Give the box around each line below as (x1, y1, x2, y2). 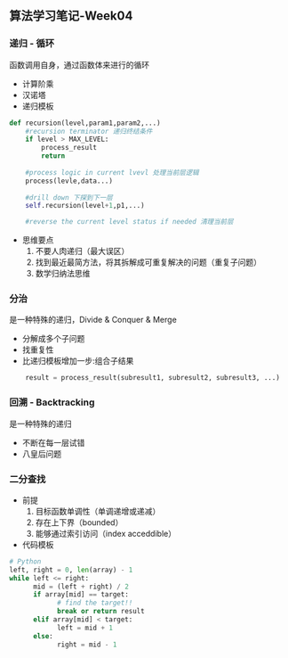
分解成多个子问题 (21, 333, 85, 344)
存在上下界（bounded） (35, 516, 124, 528)
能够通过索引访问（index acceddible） (35, 528, 176, 539)
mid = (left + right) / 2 (32, 582, 129, 591)
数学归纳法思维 (35, 268, 91, 279)
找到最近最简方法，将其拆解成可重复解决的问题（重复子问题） (35, 257, 262, 267)
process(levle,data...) (25, 177, 114, 185)
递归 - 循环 (9, 37, 55, 50)
